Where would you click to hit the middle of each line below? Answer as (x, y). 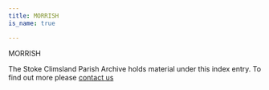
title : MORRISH (34, 16)
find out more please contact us (61, 77)
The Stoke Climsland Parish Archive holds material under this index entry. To (135, 68)
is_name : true (32, 23)
